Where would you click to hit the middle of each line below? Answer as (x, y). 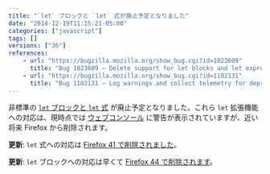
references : (28, 53)
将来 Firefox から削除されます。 (60, 127)
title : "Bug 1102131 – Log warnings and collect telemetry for (138, 83)
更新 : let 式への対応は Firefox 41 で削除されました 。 (95, 144)
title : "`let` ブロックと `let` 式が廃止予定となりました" (99, 16)
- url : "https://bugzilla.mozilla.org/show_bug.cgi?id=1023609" (133, 61)
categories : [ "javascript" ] (55, 31)
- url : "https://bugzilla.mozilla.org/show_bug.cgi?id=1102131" (133, 76)
